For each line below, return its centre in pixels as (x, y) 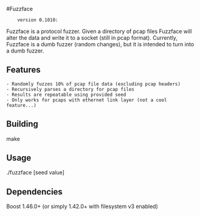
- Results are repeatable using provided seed (66, 95)
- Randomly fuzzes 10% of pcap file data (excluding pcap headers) (94, 84)
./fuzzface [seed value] (36, 173)
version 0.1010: (38, 20)
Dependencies (34, 192)
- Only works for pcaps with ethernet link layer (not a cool (87, 100)
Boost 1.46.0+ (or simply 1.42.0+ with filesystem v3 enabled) (82, 206)
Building (22, 124)
